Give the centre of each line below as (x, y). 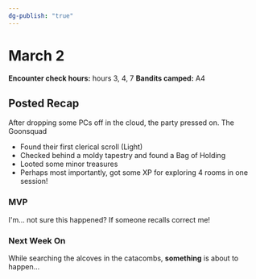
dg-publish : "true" (41, 16)
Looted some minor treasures (69, 164)
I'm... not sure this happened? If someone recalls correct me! (109, 219)
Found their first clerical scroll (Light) (81, 147)
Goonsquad (28, 131)
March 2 (37, 55)
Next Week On (37, 240)
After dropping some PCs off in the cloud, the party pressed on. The (122, 123)
